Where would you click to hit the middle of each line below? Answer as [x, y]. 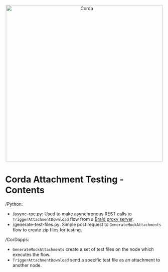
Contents [25, 190]
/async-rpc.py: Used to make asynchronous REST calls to [72, 214]
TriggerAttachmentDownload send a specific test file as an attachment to [86, 260]
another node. [27, 265]
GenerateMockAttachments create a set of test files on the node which [83, 249]
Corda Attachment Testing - [64, 179]
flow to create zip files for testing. [47, 230]
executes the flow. [31, 254]
